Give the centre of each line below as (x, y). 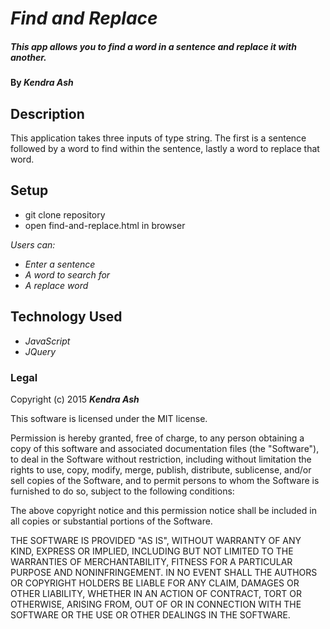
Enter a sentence (60, 264)
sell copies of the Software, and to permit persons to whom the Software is (165, 480)
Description (47, 113)
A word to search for (67, 274)
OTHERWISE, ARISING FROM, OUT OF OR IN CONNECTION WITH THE (156, 604)
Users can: (33, 244)
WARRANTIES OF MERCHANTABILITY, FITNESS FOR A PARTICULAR (151, 561)
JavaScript (47, 341)
